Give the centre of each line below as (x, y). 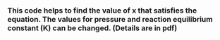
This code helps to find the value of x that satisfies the (102, 11)
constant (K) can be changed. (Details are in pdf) (92, 28)
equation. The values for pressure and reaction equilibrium (110, 19)
